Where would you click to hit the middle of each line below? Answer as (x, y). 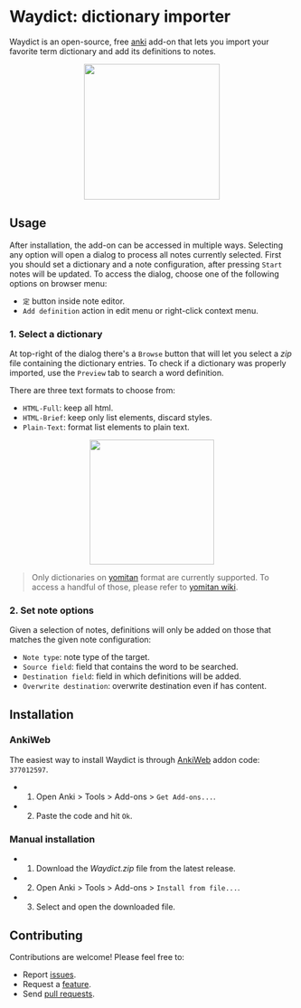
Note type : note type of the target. (86, 657)
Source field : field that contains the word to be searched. (130, 667)
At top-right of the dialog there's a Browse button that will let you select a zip (150, 353)
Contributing (46, 935)
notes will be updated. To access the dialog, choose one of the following (144, 274)
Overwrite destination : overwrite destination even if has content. (144, 686)
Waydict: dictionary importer (120, 17)
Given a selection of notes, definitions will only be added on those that (140, 630)
